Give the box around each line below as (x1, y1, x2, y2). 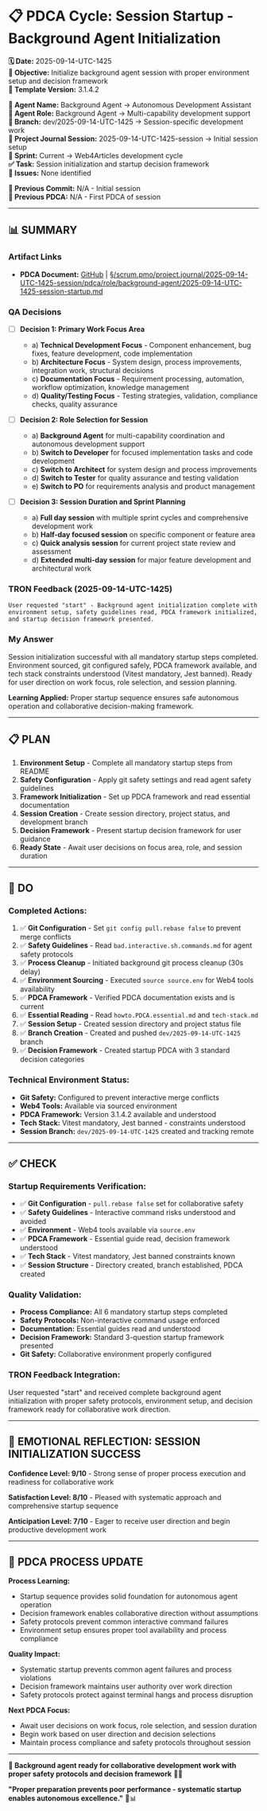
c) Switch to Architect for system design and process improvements (31, 465, 257, 474)
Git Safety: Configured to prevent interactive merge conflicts (19, 1092, 220, 1102)
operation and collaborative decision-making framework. (8, 701, 195, 711)
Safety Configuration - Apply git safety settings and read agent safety (19, 774, 252, 785)
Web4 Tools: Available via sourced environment (19, 1100, 177, 1111)
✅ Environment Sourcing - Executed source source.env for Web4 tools (19, 976, 254, 985)
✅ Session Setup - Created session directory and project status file (19, 1019, 242, 1029)
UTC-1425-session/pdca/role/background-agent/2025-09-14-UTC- (19, 278, 242, 287)
